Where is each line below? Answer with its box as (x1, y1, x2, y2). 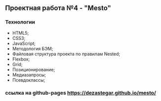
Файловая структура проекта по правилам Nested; (12, 51, 121, 57)
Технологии (5, 19, 36, 26)
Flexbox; (12, 56, 30, 62)
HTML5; (12, 30, 29, 36)
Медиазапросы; (12, 71, 46, 78)
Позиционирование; (12, 67, 55, 72)
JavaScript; (12, 40, 36, 46)
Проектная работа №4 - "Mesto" (5, 4, 111, 12)
